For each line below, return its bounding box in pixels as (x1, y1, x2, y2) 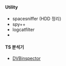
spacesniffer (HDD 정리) (12, 15, 62, 22)
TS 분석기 (5, 44, 24, 50)
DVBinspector (12, 55, 41, 61)
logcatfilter (12, 26, 35, 32)
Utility (5, 4, 18, 10)
